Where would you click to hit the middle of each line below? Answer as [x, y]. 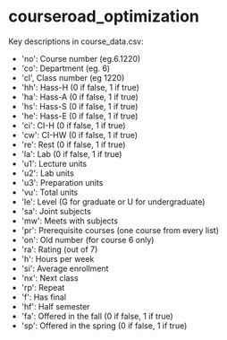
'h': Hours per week [58, 258]
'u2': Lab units [48, 173]
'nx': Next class [50, 278]
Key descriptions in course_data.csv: [76, 41]
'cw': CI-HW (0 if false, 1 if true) [80, 135]
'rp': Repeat [43, 287]
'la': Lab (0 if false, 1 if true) [71, 153]
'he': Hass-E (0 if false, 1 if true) [80, 116]
